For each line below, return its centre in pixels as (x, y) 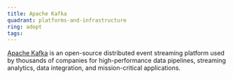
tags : (15, 33)
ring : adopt (24, 27)
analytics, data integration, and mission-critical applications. (94, 68)
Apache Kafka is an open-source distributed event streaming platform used (116, 53)
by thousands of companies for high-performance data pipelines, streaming (116, 61)
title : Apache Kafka (37, 14)
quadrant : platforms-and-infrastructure (67, 20)
